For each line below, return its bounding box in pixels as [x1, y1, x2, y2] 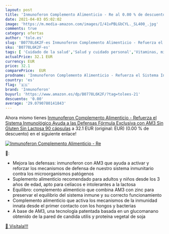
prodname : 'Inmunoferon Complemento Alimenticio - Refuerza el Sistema [5, 73, 158, 78]
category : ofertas [5, 31, 44, 36]
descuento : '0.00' [5, 96, 44, 101]
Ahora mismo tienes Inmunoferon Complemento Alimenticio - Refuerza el [5, 115, 157, 121]
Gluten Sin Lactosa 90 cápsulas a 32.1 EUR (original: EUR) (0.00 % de [5, 125, 149, 131]
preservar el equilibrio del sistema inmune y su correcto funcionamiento [12, 192, 162, 198]
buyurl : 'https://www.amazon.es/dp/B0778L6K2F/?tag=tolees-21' [5, 92, 141, 97]
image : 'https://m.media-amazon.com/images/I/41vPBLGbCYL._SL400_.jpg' [5, 21, 158, 27]
